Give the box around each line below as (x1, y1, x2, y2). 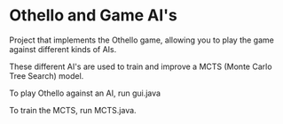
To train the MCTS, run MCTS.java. (9, 105, 137, 115)
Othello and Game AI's (9, 5, 177, 26)
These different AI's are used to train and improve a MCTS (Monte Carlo (9, 61, 272, 72)
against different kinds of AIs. (9, 43, 117, 54)
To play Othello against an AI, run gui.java (9, 88, 161, 98)
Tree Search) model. (9, 70, 84, 81)
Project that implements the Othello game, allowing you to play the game (9, 35, 275, 45)
